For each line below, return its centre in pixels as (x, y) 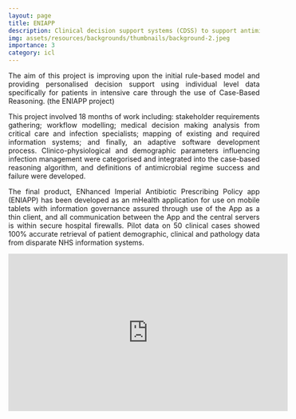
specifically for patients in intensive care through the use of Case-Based (134, 92)
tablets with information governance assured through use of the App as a (134, 208)
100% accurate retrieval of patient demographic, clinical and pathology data (134, 234)
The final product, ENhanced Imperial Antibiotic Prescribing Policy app (134, 192)
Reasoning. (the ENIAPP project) (61, 101)
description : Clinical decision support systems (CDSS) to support (123, 30)
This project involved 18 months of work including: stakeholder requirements (134, 116)
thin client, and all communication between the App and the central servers (134, 217)
